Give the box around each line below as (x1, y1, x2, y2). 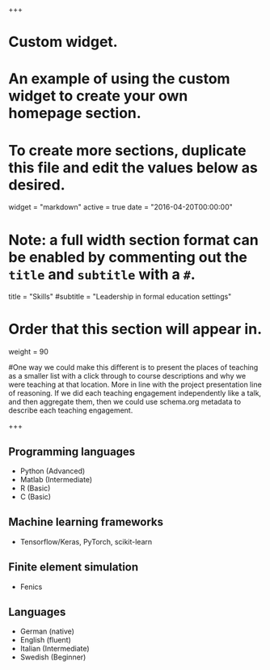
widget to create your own (8, 87, 188, 105)
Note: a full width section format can (8, 231, 259, 249)
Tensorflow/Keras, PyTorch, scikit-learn (19, 536, 153, 546)
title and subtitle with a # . (8, 265, 196, 283)
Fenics (19, 582, 43, 592)
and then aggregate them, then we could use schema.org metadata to (8, 397, 241, 407)
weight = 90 (8, 347, 49, 357)
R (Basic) (19, 483, 51, 493)
